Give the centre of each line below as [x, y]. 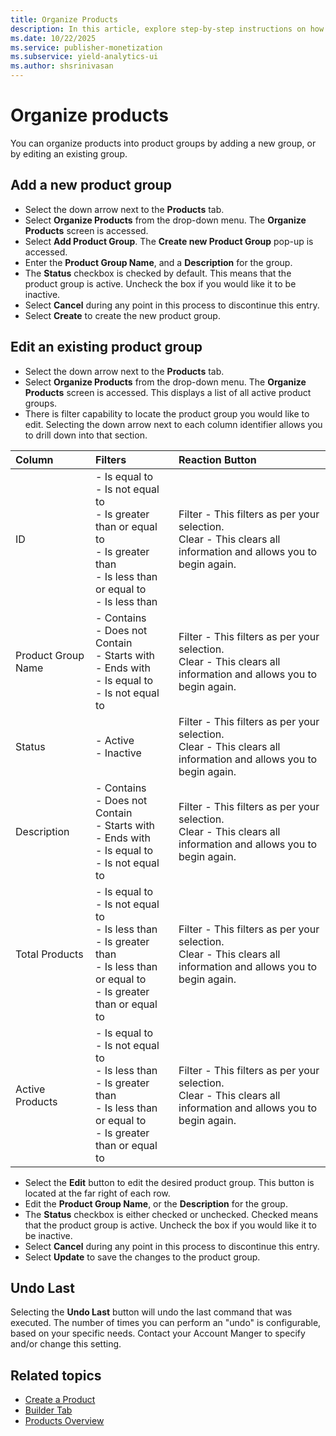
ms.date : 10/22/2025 [53, 38]
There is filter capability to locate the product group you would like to [167, 413]
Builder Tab [48, 1410]
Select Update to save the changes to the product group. [142, 1257]
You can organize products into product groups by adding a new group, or [163, 143]
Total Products [49, 954]
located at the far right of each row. [97, 1193]
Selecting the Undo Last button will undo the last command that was [151, 1312]
